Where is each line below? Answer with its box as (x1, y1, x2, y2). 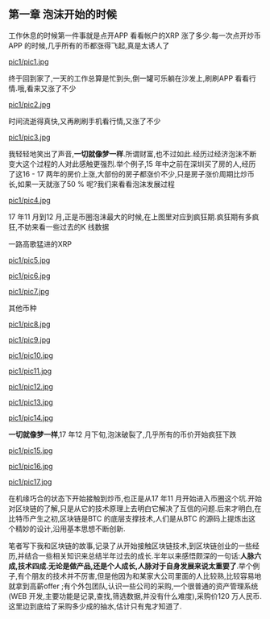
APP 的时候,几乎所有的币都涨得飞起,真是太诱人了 (8, 40, 170, 50)
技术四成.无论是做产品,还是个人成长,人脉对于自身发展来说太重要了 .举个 (17, 561, 253, 571)
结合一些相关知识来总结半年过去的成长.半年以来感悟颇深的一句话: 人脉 (24, 550, 255, 560)
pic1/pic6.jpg (8, 271, 51, 280)
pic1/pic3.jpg (8, 132, 51, 142)
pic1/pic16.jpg (8, 461, 54, 471)
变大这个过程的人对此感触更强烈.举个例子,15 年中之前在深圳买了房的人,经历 (8, 159, 256, 168)
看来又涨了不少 (27, 83, 77, 93)
